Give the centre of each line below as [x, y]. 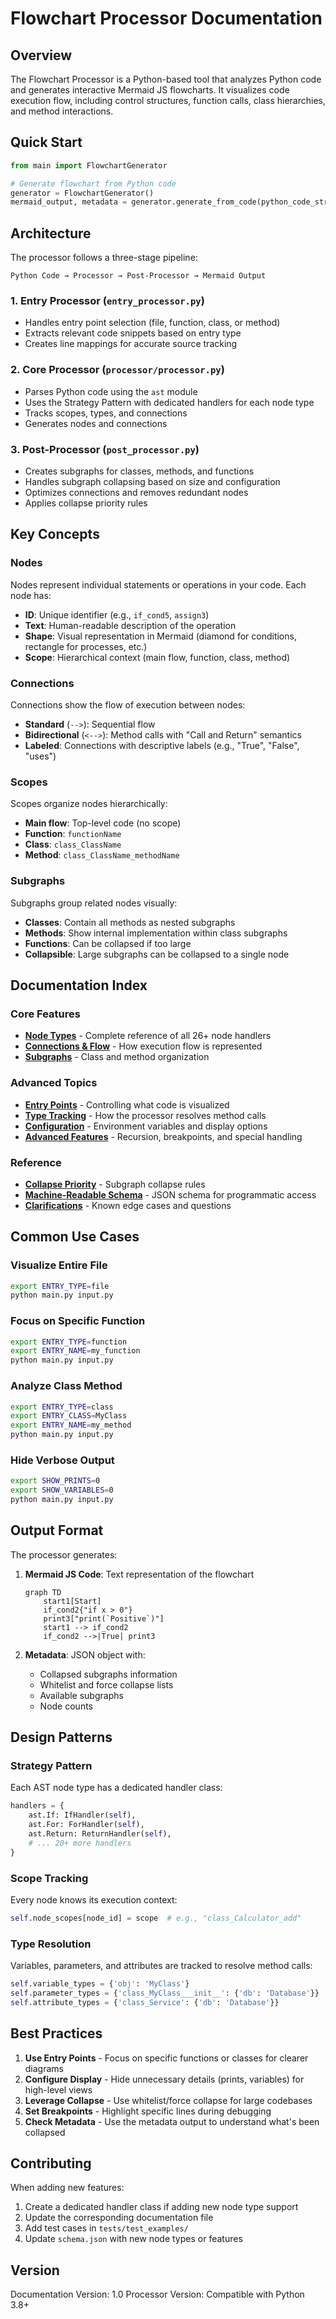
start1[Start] [72, 1601]
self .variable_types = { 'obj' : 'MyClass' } [100, 1984]
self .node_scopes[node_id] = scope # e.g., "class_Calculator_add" [156, 1918]
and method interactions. [62, 111]
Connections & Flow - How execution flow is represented [143, 1046]
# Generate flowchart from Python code [93, 183]
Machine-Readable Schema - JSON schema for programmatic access [170, 1194]
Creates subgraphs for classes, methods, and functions [139, 471]
